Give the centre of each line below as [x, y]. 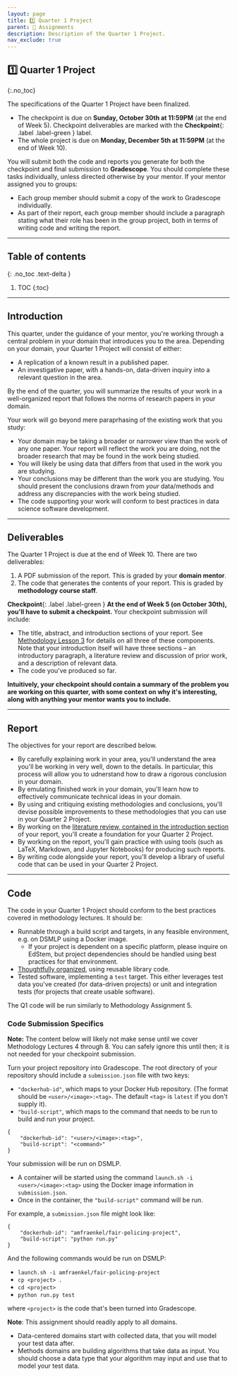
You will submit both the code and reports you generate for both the [106, 161]
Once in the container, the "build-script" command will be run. [110, 1200]
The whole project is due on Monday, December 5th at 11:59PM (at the [121, 140]
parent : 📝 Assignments [41, 27]
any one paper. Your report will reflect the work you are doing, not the [119, 448]
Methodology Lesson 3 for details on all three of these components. [116, 640]
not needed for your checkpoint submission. [72, 1054]
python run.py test [46, 1296]
